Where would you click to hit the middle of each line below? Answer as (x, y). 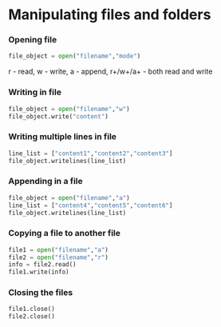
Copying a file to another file (65, 233)
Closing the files (41, 293)
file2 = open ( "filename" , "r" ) (59, 257)
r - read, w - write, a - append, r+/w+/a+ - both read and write (110, 72)
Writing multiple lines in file (63, 137)
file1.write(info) (39, 272)
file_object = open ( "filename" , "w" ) (69, 109)
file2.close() (32, 317)
